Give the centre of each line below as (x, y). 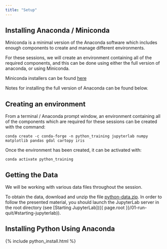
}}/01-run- (136, 207)
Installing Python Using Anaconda (60, 229)
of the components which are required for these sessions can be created (81, 121)
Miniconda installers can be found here (46, 78)
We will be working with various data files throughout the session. (74, 187)
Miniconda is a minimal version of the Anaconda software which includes (81, 43)
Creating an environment (46, 104)
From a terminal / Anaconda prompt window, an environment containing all (83, 116)
